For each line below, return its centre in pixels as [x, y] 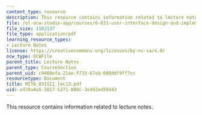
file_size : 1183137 [31, 28]
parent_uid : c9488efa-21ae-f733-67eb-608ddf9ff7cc [71, 73]
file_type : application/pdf [41, 34]
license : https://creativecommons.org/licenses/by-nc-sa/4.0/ [86, 51]
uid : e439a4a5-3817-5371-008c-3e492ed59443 [62, 90]
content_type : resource [36, 12]
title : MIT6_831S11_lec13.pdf [44, 84]
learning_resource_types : [38, 40]
